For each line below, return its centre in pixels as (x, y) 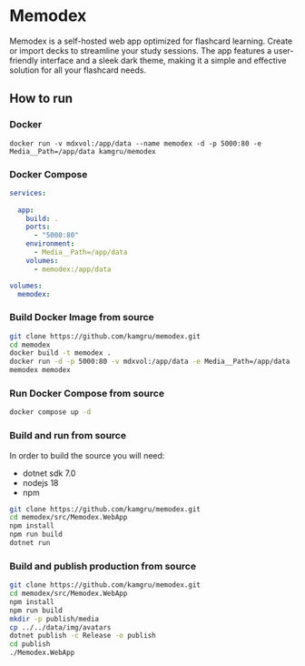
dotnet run (30, 543)
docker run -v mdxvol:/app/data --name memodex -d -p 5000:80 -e (135, 143)
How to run (41, 99)
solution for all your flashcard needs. (78, 70)
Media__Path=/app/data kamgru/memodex (83, 151)
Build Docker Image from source (82, 318)
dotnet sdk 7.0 (49, 473)
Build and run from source (68, 436)
